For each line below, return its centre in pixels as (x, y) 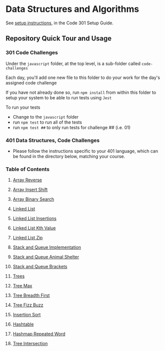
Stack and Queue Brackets (40, 267)
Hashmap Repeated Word (39, 334)
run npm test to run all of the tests (47, 122)
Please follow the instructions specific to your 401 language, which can (85, 151)
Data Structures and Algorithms (72, 9)
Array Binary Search (33, 199)
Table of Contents (28, 169)
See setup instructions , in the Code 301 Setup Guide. (59, 23)
